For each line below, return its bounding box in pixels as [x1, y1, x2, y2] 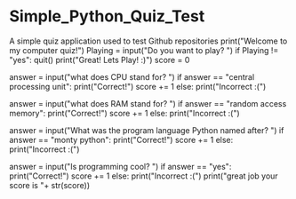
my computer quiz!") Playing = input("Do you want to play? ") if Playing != [9, 44, 279, 55]
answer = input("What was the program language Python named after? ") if [9, 124, 284, 135]
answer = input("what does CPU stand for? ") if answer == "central [9, 71, 255, 82]
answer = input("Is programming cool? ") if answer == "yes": [9, 161, 232, 171]
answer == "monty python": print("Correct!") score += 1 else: [9, 134, 234, 145]
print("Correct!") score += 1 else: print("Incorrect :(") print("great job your [9, 171, 278, 181]
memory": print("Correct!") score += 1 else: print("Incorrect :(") [9, 107, 240, 118]
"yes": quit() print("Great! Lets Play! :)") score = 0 [9, 54, 190, 65]
